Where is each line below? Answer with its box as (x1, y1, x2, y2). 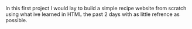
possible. (5, 17, 28, 23)
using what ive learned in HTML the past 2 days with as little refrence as (5, 11, 180, 18)
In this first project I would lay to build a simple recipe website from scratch (5, 5, 187, 11)
